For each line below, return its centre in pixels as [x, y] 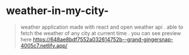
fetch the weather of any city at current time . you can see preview [101, 33]
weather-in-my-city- [58, 11]
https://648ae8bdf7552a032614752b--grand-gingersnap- [103, 39]
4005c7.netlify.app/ [44, 46]
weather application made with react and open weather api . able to [102, 27]
